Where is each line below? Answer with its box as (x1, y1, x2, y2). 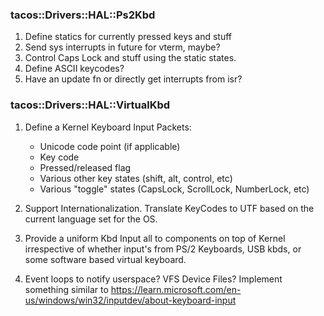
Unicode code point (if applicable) (39, 140, 181, 152)
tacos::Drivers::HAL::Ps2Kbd (10, 8, 156, 22)
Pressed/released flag (39, 161, 132, 173)
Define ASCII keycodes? (24, 63, 125, 75)
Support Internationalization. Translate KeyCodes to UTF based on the (24, 202, 315, 214)
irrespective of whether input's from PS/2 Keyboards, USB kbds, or (24, 243, 302, 255)
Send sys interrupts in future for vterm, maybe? (24, 41, 221, 53)
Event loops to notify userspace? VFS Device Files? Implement (24, 273, 283, 285)
